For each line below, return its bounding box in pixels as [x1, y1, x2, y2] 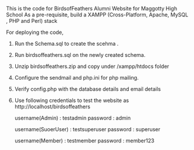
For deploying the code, [6, 29, 64, 36]
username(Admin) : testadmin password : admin [14, 114, 131, 121]
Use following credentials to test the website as [14, 97, 129, 104]
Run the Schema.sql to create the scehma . [14, 40, 119, 47]
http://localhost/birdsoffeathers [14, 103, 91, 110]
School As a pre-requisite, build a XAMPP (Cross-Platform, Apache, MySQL [6, 11, 189, 18]
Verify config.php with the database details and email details [14, 86, 161, 93]
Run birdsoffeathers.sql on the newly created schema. [14, 52, 145, 58]
